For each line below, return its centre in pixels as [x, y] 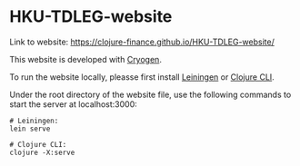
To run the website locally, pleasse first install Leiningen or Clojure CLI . [142, 77]
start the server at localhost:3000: [74, 104]
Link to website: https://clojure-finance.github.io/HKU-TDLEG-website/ [142, 42]
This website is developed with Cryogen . [85, 59]
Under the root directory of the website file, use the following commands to [150, 94]
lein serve [30, 129]
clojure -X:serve [42, 152]
